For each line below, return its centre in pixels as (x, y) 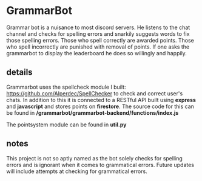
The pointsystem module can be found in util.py (66, 125)
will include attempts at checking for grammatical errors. (77, 171)
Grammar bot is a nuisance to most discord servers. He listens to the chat (98, 27)
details (19, 73)
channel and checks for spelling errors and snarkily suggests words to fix (98, 33)
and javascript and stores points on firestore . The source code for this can (100, 106)
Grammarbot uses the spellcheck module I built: (66, 87)
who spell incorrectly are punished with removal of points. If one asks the (98, 47)
